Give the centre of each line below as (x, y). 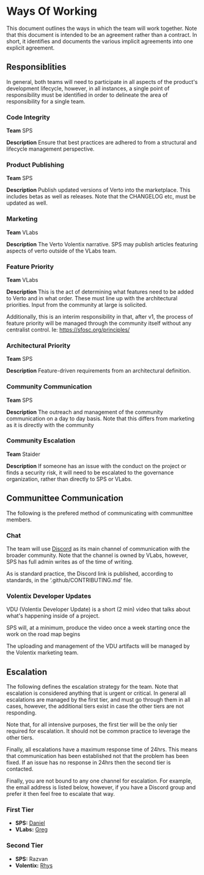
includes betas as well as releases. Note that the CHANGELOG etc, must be (101, 197)
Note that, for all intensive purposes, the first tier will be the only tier (92, 725)
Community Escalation (41, 441)
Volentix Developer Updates (49, 596)
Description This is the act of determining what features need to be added (100, 292)
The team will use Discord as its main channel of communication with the (98, 548)
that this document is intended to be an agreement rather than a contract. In (102, 34)
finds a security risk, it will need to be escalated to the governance (90, 472)
